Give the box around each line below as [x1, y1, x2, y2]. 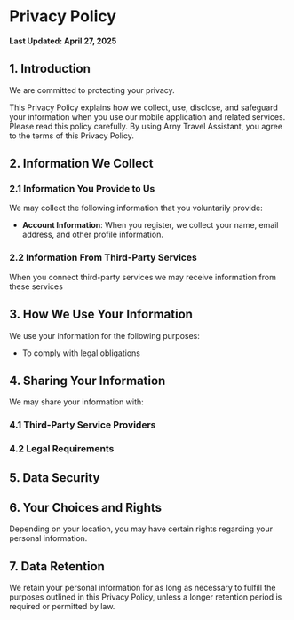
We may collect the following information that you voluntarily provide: [9, 202, 264, 214]
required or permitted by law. [9, 601, 115, 612]
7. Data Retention [9, 559, 105, 574]
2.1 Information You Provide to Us [9, 183, 155, 195]
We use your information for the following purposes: [9, 330, 200, 341]
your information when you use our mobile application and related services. [9, 111, 286, 122]
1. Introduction [9, 61, 91, 76]
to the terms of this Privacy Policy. [9, 130, 135, 141]
